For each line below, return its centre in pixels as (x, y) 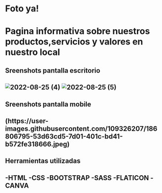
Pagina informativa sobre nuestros (78, 31)
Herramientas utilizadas (43, 161)
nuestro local (33, 52)
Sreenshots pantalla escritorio (53, 71)
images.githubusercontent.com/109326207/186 (81, 128)
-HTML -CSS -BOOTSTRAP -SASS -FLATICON (77, 178)
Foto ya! (22, 9)
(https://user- (27, 121)
